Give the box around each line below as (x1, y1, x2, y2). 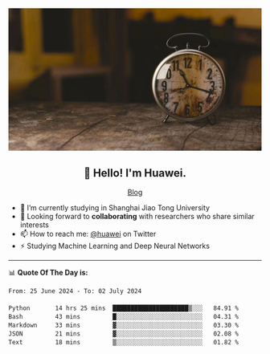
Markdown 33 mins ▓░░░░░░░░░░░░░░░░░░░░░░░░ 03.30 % (8, 321, 239, 329)
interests (19, 220, 50, 230)
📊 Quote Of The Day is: (8, 268, 88, 278)
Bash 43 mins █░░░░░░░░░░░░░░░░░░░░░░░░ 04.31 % (8, 312, 239, 320)
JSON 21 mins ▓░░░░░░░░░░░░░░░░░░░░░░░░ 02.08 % (8, 329, 239, 338)
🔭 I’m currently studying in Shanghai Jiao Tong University (19, 203, 211, 213)
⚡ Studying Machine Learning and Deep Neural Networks (19, 241, 211, 251)
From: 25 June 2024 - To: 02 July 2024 (8, 287, 142, 295)
